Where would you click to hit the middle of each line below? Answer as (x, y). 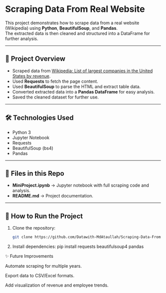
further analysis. (22, 39)
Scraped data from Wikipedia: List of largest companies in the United (83, 71)
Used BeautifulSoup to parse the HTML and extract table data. (76, 86)
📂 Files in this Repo (35, 173)
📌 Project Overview (35, 59)
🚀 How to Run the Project (44, 216)
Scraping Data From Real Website (75, 9)
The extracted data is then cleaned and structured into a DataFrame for (78, 33)
